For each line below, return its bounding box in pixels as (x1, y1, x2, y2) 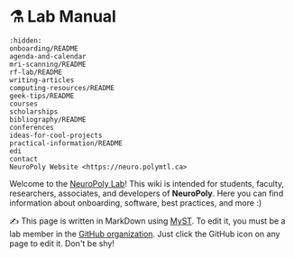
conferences (9, 123, 54, 132)
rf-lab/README (9, 68, 63, 77)
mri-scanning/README (9, 60, 87, 69)
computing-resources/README (9, 83, 115, 92)
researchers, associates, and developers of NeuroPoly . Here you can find (9, 188, 284, 198)
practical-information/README (9, 138, 124, 148)
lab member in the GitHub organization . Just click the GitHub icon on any (9, 228, 280, 239)
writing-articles (9, 75, 75, 85)
